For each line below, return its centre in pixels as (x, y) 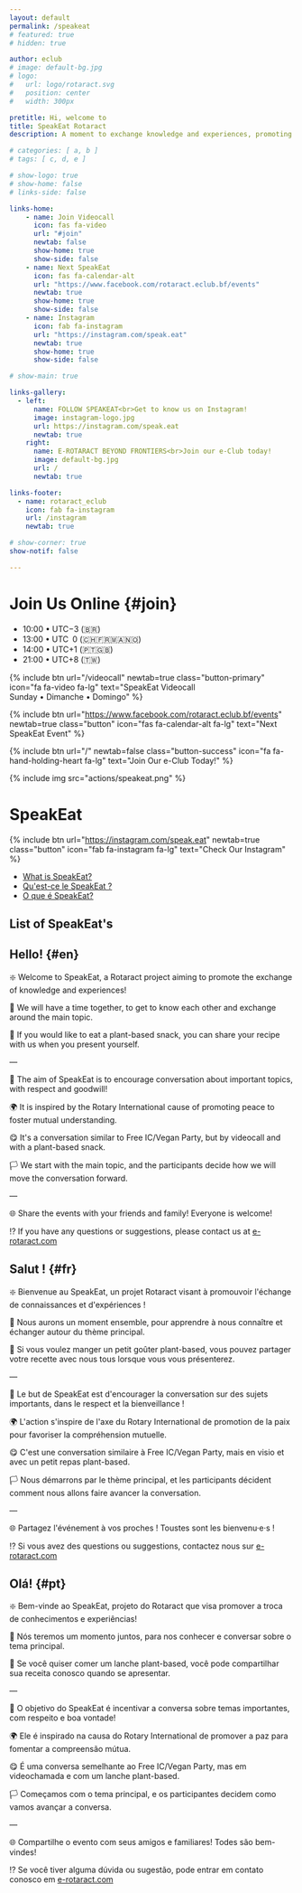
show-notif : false (44, 551)
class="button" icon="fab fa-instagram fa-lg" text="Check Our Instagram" (147, 849)
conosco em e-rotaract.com (62, 1879)
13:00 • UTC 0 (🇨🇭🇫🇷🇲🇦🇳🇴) (82, 639)
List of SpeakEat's (61, 924)
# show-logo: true (44, 175)
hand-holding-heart (46, 760)
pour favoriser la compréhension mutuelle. (88, 1435)
